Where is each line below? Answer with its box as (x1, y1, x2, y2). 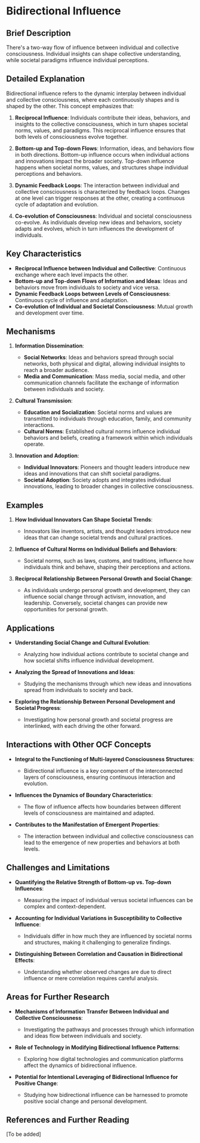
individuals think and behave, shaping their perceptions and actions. (23, 563, 192, 571)
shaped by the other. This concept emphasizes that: (6, 102, 134, 109)
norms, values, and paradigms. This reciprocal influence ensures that (14, 127, 186, 134)
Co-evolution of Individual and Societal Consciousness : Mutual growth (14, 303, 193, 310)
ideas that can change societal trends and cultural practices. (23, 534, 173, 541)
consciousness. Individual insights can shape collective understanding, (6, 50, 181, 57)
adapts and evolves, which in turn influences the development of (14, 225, 174, 232)
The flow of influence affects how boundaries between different (23, 803, 181, 810)
